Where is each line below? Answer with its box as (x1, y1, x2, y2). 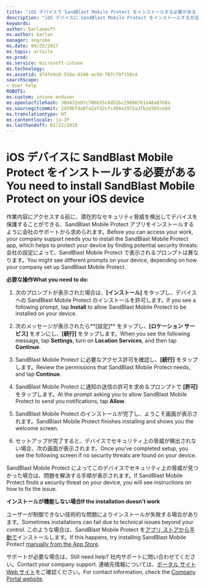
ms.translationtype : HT (6, 111, 67, 117)
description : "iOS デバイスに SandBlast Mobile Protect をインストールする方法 (6, 15, 200, 21)
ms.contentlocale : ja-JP (6, 117, 70, 123)
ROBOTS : (6, 88, 26, 95)
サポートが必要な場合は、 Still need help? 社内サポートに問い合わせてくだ (6, 553, 190, 561)
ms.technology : (6, 65, 45, 72)
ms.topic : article (6, 49, 53, 55)
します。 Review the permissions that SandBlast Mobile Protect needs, (15, 364, 191, 371)
